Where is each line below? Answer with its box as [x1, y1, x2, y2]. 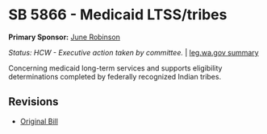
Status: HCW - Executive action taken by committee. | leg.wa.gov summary [8, 47, 260, 57]
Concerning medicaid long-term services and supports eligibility [8, 63, 223, 73]
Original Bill [19, 116, 59, 126]
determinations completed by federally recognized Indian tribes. [8, 71, 222, 81]
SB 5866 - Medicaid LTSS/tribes [8, 6, 227, 24]
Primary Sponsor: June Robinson [8, 32, 121, 42]
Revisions [8, 95, 59, 109]
